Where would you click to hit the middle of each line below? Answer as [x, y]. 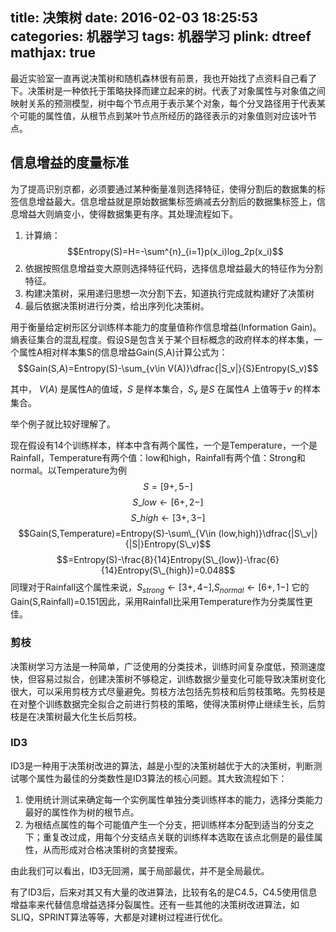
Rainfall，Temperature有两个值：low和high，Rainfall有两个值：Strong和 [158, 458]
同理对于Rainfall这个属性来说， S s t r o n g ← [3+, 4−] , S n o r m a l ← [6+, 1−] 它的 [160, 588]
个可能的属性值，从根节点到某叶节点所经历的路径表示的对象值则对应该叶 [159, 115]
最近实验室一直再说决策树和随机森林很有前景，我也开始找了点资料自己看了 [163, 78]
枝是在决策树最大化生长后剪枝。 [76, 716]
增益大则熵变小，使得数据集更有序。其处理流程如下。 [128, 214]
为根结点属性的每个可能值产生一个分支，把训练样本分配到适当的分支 [165, 824]
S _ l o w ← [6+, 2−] [168, 502]
